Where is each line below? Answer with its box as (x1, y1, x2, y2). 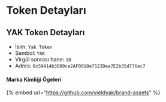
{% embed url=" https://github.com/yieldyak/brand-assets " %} (6, 89, 161, 96)
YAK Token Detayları (6, 27, 85, 38)
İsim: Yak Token (14, 43, 53, 50)
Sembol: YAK (14, 50, 46, 57)
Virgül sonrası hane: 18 (14, 56, 71, 63)
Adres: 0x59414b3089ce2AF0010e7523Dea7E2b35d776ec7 (14, 62, 146, 69)
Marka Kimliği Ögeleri (6, 76, 62, 83)
